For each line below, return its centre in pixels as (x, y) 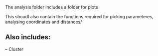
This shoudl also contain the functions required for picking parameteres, (79, 16)
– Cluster (14, 49)
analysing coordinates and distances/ (44, 22)
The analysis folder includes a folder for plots (52, 7)
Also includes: (28, 37)
